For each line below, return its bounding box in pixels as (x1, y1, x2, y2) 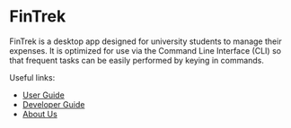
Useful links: (9, 72, 56, 82)
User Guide (22, 90, 65, 100)
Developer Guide (22, 98, 85, 109)
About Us (22, 108, 58, 119)
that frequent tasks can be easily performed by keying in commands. (9, 55, 265, 65)
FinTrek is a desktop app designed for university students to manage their (9, 36, 282, 47)
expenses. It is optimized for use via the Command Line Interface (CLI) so (9, 45, 281, 55)
